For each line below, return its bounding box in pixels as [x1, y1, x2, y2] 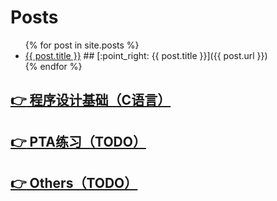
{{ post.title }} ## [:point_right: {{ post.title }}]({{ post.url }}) [24, 49, 268, 61]
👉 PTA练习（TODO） [10, 133, 147, 150]
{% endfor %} [24, 60, 83, 72]
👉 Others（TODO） [10, 175, 138, 192]
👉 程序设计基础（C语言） [10, 92, 172, 109]
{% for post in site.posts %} [24, 39, 140, 51]
